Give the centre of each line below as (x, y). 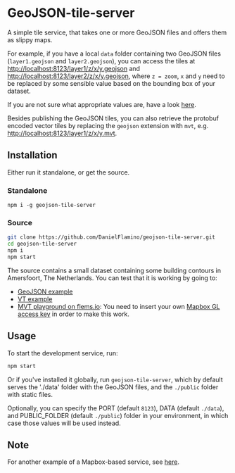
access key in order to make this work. (74, 314)
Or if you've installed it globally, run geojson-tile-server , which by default (115, 379)
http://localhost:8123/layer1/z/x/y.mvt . (62, 133)
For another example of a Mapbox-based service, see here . (93, 462)
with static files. (30, 394)
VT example (35, 299)
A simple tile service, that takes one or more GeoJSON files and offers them (117, 32)
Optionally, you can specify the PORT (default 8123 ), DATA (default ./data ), (116, 408)
